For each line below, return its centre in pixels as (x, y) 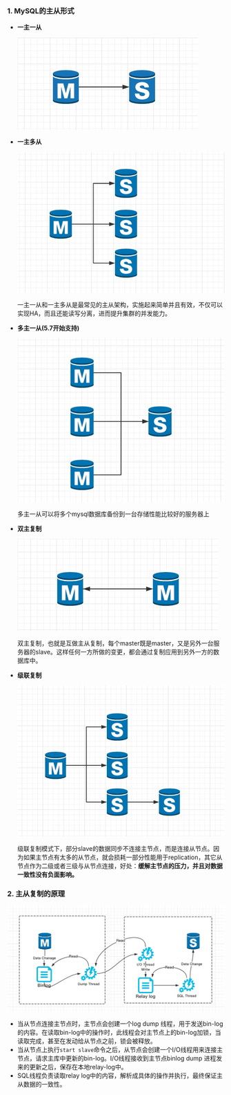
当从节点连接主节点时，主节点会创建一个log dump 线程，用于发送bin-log (120, 1024)
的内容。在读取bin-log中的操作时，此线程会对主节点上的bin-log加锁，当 (119, 1033)
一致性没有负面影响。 (47, 874)
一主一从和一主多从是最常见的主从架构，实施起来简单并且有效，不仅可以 (120, 304)
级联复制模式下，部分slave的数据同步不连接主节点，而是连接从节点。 (115, 848)
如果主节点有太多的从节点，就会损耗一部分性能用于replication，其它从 (123, 857)
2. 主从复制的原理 (36, 894)
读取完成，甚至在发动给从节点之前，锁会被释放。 (87, 1041)
